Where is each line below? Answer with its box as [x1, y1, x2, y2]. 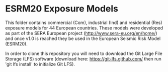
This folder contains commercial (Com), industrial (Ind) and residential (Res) [5, 19, 162, 25]
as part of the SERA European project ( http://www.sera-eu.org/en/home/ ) [5, 30, 157, 36]
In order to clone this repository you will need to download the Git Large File [5, 50, 162, 56]
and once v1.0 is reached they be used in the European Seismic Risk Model [5, 35, 161, 41]
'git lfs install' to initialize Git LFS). [5, 61, 75, 67]
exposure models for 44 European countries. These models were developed [5, 24, 163, 30]
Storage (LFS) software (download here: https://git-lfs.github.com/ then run [5, 55, 162, 61]
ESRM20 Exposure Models [5, 3, 119, 14]
